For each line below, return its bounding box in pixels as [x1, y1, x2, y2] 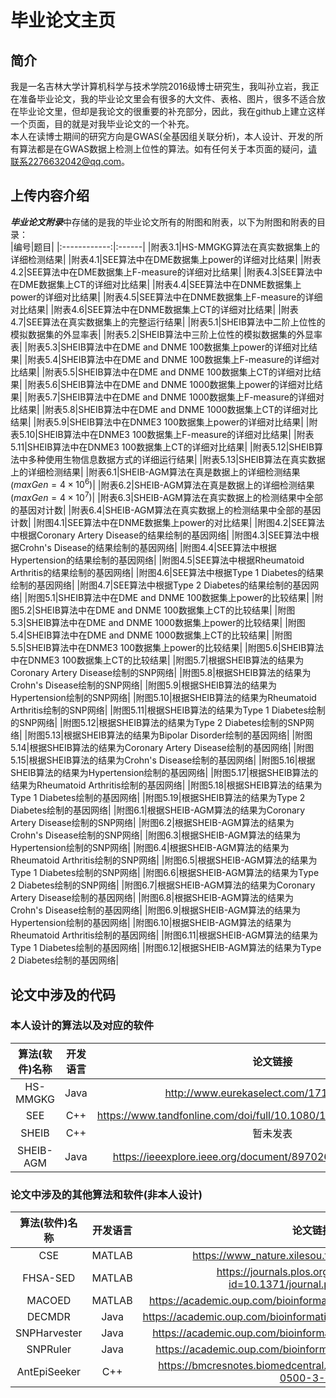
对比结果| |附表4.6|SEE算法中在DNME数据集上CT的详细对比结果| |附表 [10, 303, 299, 315]
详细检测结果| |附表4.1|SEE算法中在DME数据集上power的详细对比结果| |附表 [10, 253, 322, 265]
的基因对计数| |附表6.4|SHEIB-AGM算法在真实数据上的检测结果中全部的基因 [10, 504, 322, 516]
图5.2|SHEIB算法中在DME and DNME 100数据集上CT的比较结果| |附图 [10, 604, 296, 616]
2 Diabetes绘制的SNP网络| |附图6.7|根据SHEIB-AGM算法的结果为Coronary [10, 879, 316, 891]
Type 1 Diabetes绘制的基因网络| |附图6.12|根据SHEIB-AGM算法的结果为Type [10, 942, 322, 954]
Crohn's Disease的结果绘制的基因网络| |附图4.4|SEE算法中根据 [18, 542, 277, 554]
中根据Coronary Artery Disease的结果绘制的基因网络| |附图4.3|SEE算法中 [10, 529, 311, 541]
